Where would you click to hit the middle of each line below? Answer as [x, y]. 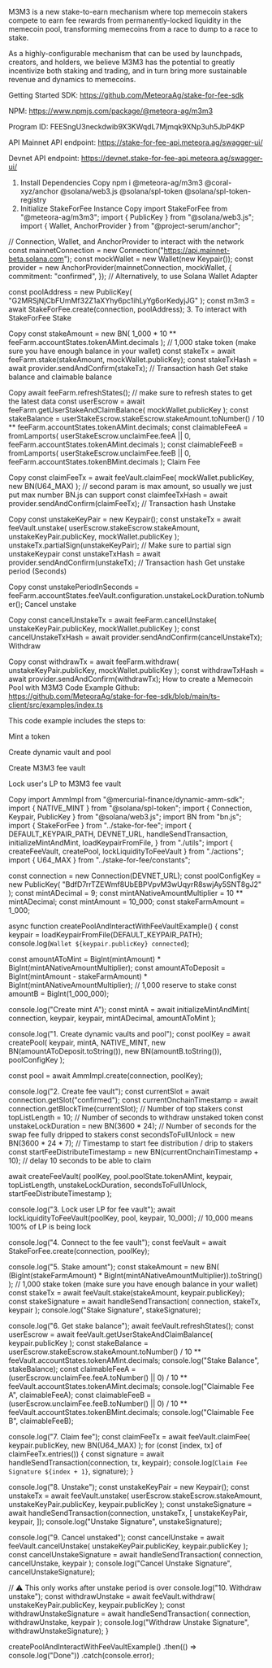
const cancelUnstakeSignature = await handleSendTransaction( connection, [136, 1554]
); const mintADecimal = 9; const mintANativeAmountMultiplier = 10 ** [126, 893]
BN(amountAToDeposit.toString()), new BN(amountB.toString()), [115, 1051]
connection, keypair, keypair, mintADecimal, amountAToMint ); [112, 1018]
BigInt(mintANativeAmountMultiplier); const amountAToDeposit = [117, 968]
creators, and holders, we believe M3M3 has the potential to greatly [122, 62]
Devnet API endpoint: [44, 158]
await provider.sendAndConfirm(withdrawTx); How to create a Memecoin [131, 679]
